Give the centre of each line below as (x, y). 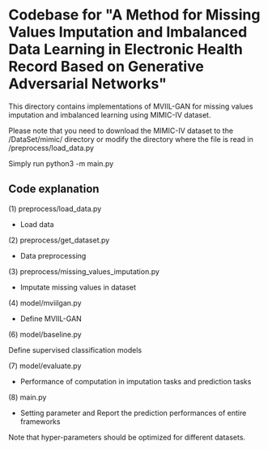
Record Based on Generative (106, 67)
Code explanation (54, 189)
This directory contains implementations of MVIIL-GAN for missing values (131, 106)
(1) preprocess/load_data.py (55, 208)
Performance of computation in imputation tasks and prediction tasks (136, 381)
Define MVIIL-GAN (51, 319)
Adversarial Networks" (88, 84)
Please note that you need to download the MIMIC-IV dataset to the (121, 131)
